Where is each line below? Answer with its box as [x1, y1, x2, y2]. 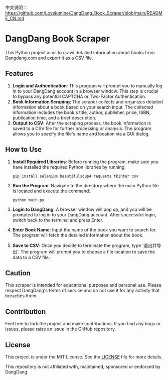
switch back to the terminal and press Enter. [12, 217, 104, 223]
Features [5, 69, 34, 78]
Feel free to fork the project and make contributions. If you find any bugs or [5, 321, 161, 327]
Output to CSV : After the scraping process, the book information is [12, 120, 151, 126]
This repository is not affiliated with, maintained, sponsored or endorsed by [5, 363, 160, 369]
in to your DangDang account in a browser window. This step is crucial [12, 88, 158, 94]
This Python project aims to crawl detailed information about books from [5, 49, 155, 55]
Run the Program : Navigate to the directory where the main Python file [12, 182, 159, 188]
